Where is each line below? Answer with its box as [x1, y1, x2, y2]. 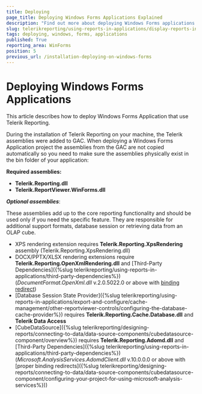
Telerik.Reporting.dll [14, 179, 68, 187]
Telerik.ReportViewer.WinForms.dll [14, 186, 106, 193]
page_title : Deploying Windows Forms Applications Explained [6, 14, 163, 21]
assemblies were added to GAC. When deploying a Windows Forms [6, 137, 173, 144]
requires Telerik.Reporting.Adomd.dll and [78, 336, 185, 344]
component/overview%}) [14, 336, 78, 344]
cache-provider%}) [14, 311, 63, 318]
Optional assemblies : [6, 197, 61, 205]
